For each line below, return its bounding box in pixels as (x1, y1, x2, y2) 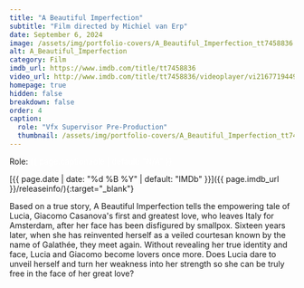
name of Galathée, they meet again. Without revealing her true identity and (9, 239, 288, 250)
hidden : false (9, 89, 63, 98)
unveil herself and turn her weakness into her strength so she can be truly (9, 258, 285, 269)
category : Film (9, 55, 67, 64)
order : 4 (9, 106, 43, 115)
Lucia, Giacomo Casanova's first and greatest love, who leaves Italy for (9, 210, 274, 221)
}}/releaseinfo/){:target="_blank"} (9, 183, 135, 194)
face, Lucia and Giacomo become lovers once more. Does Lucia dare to (9, 248, 277, 259)
